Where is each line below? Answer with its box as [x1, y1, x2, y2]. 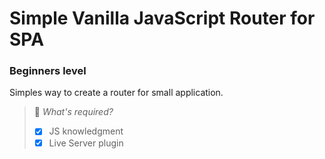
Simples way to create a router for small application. [9, 87, 224, 99]
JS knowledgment [48, 125, 124, 137]
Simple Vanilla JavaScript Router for [9, 7, 316, 30]
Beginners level [9, 64, 87, 78]
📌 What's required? [33, 106, 114, 118]
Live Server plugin [48, 137, 124, 149]
